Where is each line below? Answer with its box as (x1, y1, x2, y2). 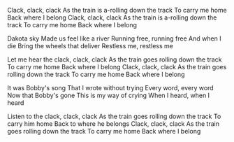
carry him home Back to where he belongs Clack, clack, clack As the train (7, 120, 220, 128)
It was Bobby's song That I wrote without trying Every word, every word (7, 84, 214, 92)
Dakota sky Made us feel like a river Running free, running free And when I (7, 34, 221, 43)
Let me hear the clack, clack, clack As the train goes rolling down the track (7, 55, 222, 64)
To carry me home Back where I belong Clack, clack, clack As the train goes (7, 63, 227, 71)
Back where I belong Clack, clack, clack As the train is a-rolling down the (7, 13, 217, 22)
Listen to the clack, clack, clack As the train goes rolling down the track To (7, 112, 221, 120)
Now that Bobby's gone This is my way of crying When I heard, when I (7, 91, 210, 99)
